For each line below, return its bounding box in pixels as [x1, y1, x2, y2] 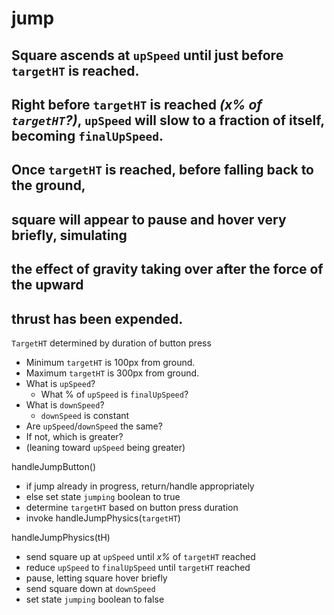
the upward [11, 277, 84, 294]
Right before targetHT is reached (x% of [11, 96, 263, 113]
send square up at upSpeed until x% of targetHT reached [25, 550, 256, 562]
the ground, [11, 177, 86, 194]
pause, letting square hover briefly [25, 572, 168, 584]
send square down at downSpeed [25, 582, 156, 594]
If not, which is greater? [25, 430, 124, 442]
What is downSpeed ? [25, 398, 105, 411]
